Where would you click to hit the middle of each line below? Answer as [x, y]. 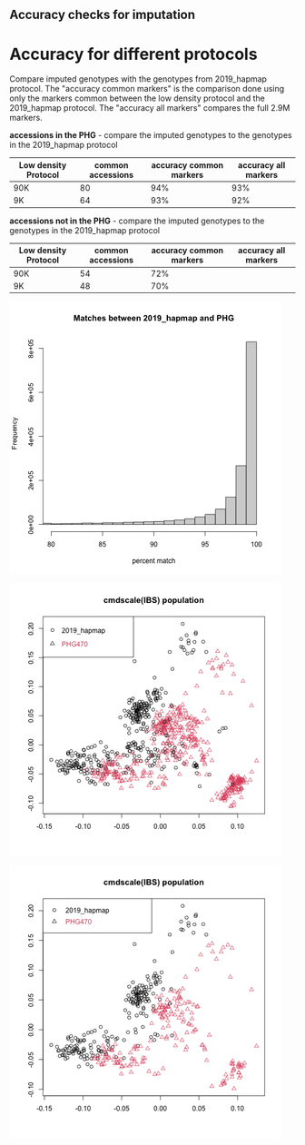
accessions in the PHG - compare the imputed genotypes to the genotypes [151, 135]
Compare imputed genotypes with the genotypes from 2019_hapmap [138, 79]
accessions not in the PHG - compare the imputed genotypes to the [137, 221]
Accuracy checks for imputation [103, 15]
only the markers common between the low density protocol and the [137, 98]
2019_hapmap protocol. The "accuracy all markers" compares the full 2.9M [150, 108]
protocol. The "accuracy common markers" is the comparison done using [147, 89]
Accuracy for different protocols [133, 54]
